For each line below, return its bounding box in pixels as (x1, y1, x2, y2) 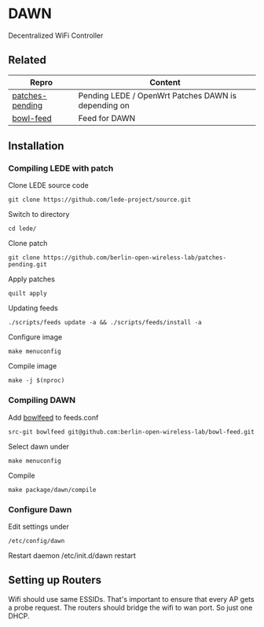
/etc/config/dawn (8, 537, 65, 545)
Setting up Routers (8, 574, 102, 587)
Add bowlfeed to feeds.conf (8, 412, 99, 422)
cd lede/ (8, 225, 37, 233)
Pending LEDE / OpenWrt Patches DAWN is (78, 90, 237, 101)
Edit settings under (8, 522, 69, 531)
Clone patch (8, 239, 48, 248)
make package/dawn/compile (8, 486, 97, 493)
